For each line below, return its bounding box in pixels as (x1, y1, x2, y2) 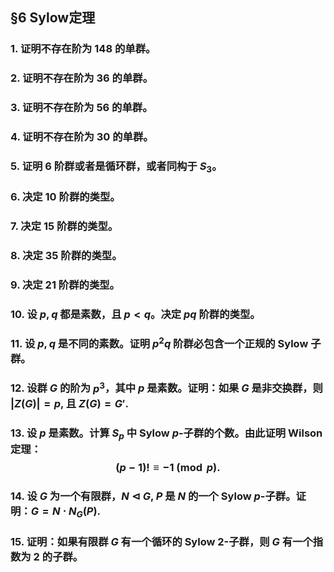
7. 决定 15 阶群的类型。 (10, 219, 119, 233)
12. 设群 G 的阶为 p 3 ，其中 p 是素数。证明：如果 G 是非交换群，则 (10, 379, 323, 395)
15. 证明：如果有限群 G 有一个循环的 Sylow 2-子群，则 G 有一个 (10, 534, 313, 548)
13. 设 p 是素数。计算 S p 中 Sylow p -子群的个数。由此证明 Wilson (10, 426, 323, 442)
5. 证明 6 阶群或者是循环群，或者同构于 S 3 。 (10, 159, 223, 175)
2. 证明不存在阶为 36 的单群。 (10, 71, 154, 85)
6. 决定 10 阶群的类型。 (10, 190, 121, 204)
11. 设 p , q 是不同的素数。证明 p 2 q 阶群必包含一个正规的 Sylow (10, 334, 309, 351)
